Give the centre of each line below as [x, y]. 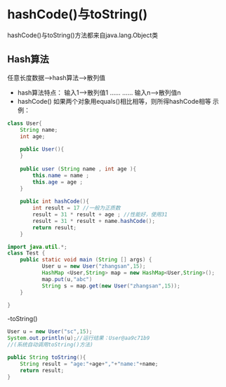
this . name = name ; [61, 175]
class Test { [26, 253]
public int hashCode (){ [55, 202]
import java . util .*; [38, 247]
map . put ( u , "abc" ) [67, 279]
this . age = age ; [58, 182]
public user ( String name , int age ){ [78, 169]
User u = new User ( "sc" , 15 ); [50, 332]
